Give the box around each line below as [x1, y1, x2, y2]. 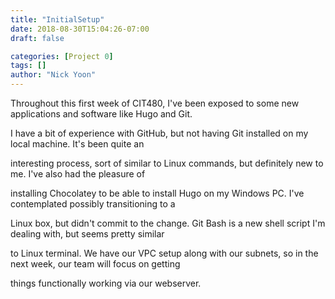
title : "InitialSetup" [10, 14, 105, 25]
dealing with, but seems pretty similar [10, 228, 165, 240]
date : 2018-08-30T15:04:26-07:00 [10, 24, 150, 34]
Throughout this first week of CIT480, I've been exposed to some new [10, 97, 300, 109]
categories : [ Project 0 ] [10, 51, 114, 61]
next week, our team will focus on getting [10, 258, 181, 270]
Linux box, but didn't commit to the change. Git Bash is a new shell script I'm [10, 217, 326, 229]
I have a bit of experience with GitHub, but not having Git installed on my [10, 127, 309, 139]
